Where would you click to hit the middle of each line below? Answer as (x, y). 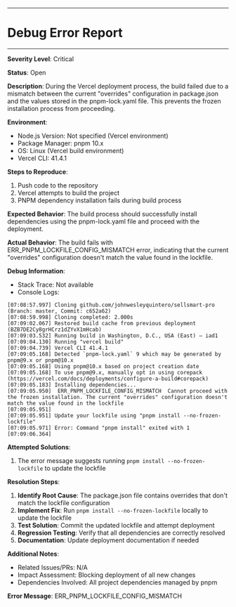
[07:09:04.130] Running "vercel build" (66, 341)
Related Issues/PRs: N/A (52, 567)
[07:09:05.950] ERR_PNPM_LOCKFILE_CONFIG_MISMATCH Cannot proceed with (118, 391)
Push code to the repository (58, 185)
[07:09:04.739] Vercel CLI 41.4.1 (58, 348)
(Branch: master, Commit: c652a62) (59, 311)
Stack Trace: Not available (55, 285)
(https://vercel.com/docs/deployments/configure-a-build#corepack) (108, 379)
